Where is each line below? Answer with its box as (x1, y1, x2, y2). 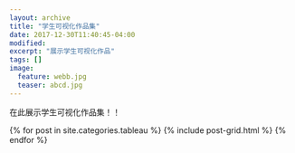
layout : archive (9, 13, 71, 23)
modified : (9, 38, 47, 48)
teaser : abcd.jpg (17, 81, 83, 90)
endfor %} (9, 134, 48, 145)
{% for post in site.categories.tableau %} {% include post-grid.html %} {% (9, 124, 287, 136)
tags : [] (9, 55, 43, 64)
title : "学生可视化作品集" (9, 22, 100, 31)
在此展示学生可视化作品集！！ (9, 106, 120, 118)
